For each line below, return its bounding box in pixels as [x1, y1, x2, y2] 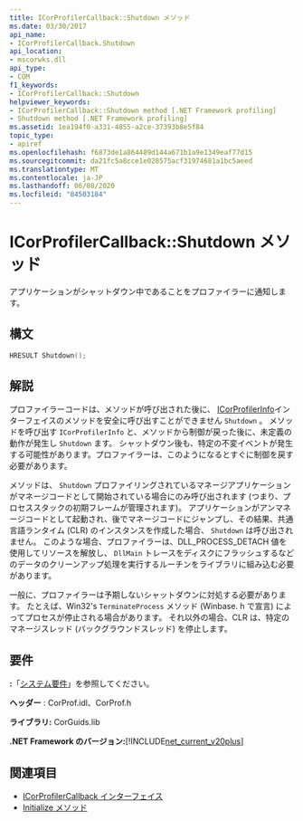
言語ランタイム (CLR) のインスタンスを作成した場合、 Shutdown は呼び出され [9, 525, 294, 536]
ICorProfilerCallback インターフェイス [22, 791, 164, 802]
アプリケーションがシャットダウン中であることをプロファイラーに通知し [9, 286, 279, 297]
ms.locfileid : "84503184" [9, 190, 107, 199]
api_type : [9, 64, 47, 73]
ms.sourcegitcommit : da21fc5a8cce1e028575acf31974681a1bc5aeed [9, 156, 253, 166]
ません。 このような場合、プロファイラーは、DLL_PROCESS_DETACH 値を [9, 536, 288, 548]
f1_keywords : [9, 81, 59, 90]
